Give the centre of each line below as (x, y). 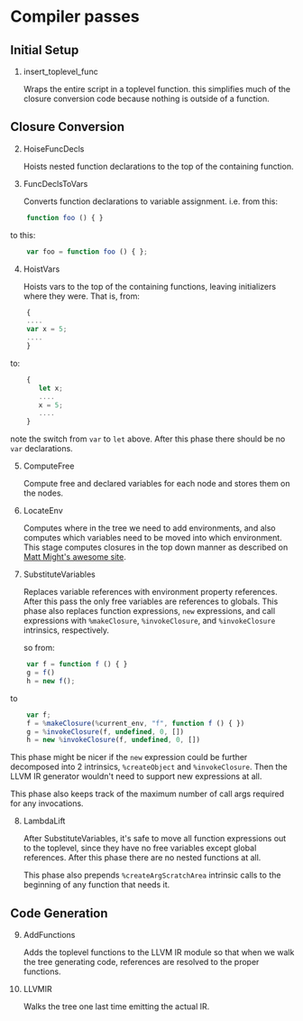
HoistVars (41, 269)
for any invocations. (47, 803)
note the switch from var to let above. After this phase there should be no (148, 439)
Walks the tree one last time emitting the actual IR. (116, 1007)
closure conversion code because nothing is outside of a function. (146, 98)
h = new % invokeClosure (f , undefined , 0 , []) (114, 740)
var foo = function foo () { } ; (87, 251)
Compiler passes (75, 17)
